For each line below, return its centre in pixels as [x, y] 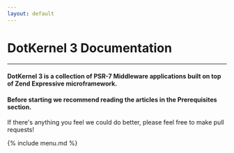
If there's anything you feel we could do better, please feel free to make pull [116, 122]
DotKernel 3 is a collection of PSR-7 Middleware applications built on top [114, 76]
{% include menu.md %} [42, 143]
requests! [21, 130]
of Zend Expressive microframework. [62, 83]
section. [19, 107]
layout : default [31, 14]
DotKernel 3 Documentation [90, 48]
